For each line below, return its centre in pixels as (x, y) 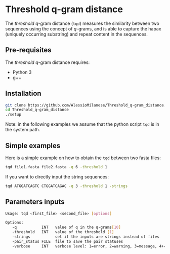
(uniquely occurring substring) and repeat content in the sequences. (77, 34)
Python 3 (22, 72)
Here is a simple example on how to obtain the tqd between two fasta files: (83, 158)
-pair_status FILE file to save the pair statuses (68, 241)
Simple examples (33, 146)
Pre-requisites (28, 50)
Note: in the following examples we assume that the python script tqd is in (82, 124)
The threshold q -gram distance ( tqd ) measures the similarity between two (82, 23)
